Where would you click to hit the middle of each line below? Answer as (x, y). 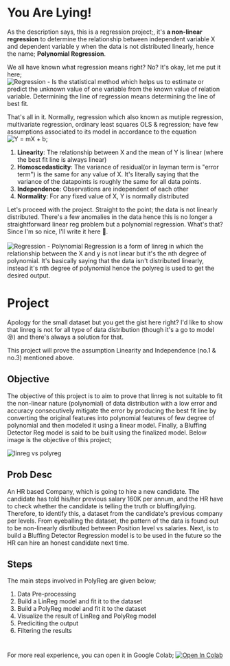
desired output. (28, 275)
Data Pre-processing (46, 594)
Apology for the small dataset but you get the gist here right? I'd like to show (115, 322)
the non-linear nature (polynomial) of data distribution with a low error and (112, 403)
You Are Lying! (49, 13)
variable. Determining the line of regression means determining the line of (111, 96)
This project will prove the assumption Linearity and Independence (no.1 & (112, 350)
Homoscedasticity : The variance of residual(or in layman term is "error (118, 167)
